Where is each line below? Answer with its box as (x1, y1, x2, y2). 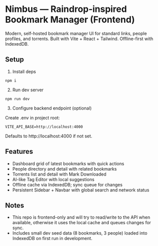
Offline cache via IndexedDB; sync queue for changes (12, 182, 123, 187)
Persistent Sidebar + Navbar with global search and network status (12, 187, 150, 193)
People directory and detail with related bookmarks (12, 166, 117, 172)
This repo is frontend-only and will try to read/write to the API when (12, 214, 151, 220)
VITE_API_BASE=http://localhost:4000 (5, 124, 83, 129)
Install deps (12, 68, 36, 74)
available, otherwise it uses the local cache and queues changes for (12, 220, 151, 226)
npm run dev (5, 96, 30, 101)
